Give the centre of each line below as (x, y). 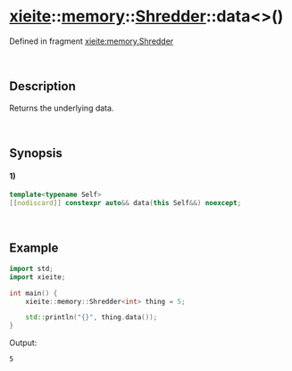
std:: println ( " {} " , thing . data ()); (92, 317)
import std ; (31, 268)
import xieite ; (38, 277)
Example (34, 248)
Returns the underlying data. (62, 108)
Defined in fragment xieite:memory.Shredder (92, 41)
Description (42, 87)
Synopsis (36, 153)
